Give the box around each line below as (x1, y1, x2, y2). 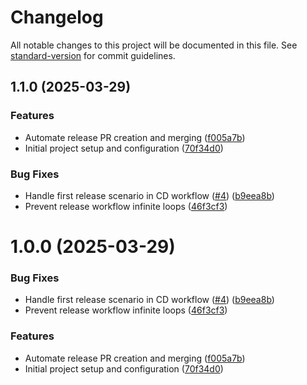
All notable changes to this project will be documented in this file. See (10, 39, 298, 51)
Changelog (10, 6, 104, 29)
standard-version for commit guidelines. (10, 49, 176, 61)
